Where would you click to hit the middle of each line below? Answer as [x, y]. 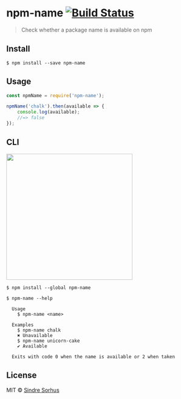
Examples [23, 325]
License [22, 376]
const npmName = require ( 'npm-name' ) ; [55, 95]
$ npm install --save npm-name [46, 63]
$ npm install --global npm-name [49, 288]
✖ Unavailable [35, 335]
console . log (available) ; [49, 112]
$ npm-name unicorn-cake [49, 341]
